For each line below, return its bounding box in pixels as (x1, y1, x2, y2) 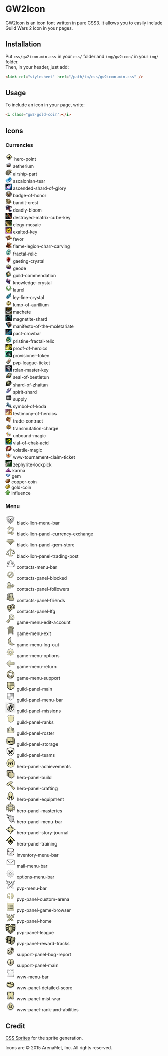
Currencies (5, 141, 34, 148)
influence (11, 490, 31, 496)
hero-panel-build (16, 775, 52, 781)
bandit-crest (12, 200, 39, 205)
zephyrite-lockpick (12, 461, 52, 468)
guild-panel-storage (16, 741, 59, 747)
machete (12, 309, 31, 315)
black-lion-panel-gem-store (16, 542, 75, 548)
